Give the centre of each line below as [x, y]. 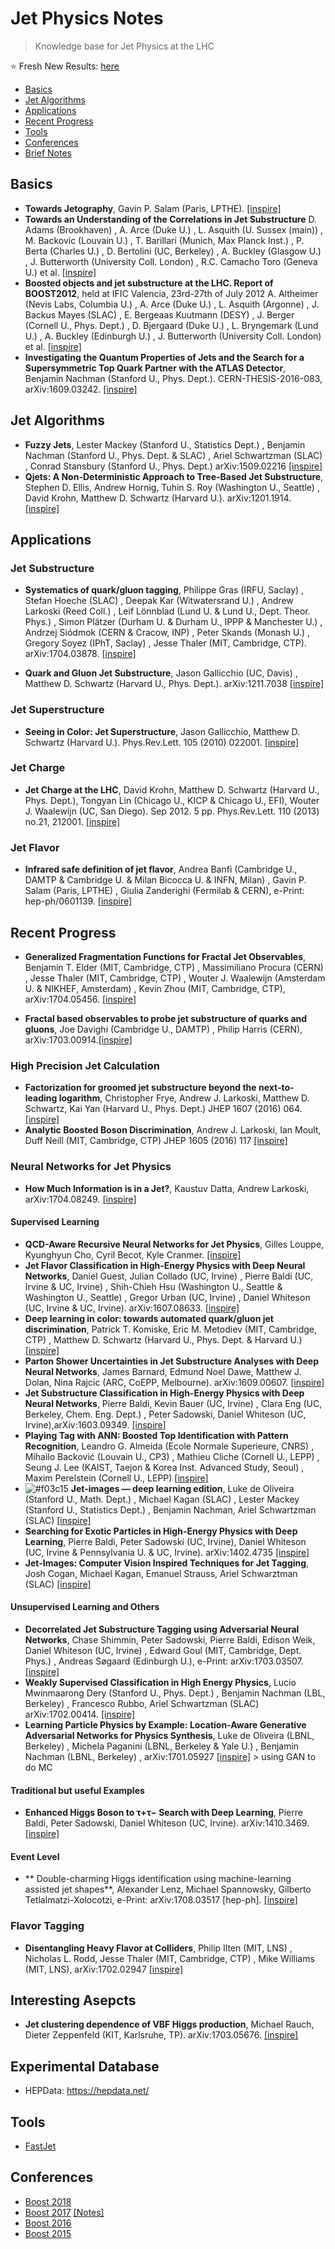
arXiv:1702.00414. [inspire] [80, 1714]
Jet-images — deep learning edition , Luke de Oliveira [182, 1488]
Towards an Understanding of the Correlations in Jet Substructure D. [171, 219]
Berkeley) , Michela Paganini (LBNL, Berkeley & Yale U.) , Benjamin [162, 1746]
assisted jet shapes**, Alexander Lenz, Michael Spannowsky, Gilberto [168, 1889]
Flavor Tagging [47, 1926]
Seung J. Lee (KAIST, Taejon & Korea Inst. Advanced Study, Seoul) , [164, 1467]
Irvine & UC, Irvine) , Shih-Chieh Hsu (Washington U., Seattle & [153, 1286]
